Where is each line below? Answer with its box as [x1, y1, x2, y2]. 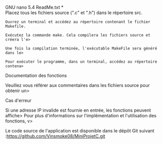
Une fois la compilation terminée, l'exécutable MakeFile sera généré [5, 46, 157, 51]
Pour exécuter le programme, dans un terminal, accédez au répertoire [5, 59, 157, 64]
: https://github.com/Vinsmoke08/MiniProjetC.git [5, 133, 105, 139]
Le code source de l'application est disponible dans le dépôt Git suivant [5, 128, 154, 133]
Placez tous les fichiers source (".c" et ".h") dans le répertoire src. [5, 10, 143, 16]
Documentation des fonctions [5, 73, 67, 78]
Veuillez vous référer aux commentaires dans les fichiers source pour [5, 82, 150, 88]
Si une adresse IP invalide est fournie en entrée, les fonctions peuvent [5, 107, 151, 113]
